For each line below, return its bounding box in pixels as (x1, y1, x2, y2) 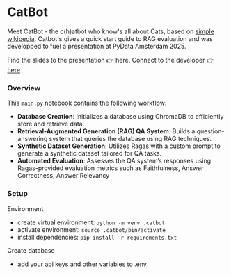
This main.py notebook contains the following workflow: (7, 99, 167, 108)
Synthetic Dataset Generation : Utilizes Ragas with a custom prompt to (17, 142, 221, 150)
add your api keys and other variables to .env (17, 260, 148, 268)
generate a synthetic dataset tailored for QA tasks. (17, 149, 162, 158)
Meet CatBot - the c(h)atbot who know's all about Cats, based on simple (7, 27, 214, 35)
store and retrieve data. (17, 119, 85, 128)
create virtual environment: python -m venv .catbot (17, 218, 166, 226)
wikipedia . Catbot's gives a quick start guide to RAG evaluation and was (7, 34, 214, 42)
